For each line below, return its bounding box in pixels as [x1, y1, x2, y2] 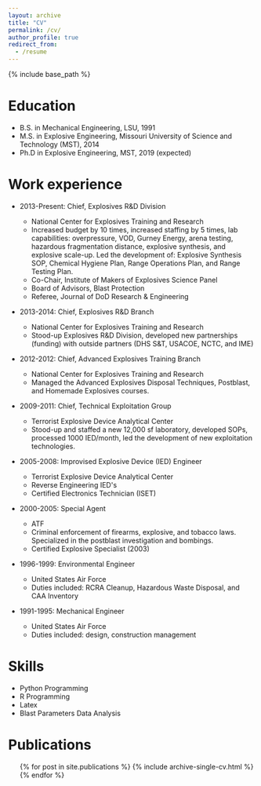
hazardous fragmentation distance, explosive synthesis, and [31, 241, 226, 251]
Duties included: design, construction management [31, 630, 197, 639]
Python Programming [19, 683, 89, 693]
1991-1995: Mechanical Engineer [19, 606, 125, 616]
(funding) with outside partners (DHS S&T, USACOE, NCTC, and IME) [31, 338, 254, 348]
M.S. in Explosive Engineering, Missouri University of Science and [19, 131, 233, 141]
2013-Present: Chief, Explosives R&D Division [19, 201, 166, 210]
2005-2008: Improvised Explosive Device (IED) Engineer [19, 456, 202, 466]
